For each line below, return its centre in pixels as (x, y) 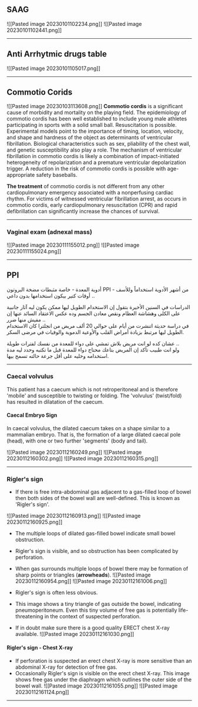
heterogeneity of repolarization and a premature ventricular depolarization (97, 162)
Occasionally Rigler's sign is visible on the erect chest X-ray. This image (102, 673)
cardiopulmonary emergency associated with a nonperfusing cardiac (90, 193)
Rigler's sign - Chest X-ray (40, 647)
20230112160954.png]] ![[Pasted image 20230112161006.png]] (91, 581)
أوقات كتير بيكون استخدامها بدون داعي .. (51, 296)
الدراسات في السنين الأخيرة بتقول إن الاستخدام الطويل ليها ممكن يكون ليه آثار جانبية (98, 307)
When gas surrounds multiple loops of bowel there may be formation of (102, 569)
